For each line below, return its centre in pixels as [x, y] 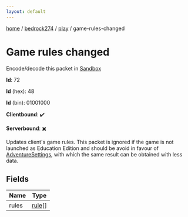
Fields [18, 179]
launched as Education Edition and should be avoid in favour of [83, 148]
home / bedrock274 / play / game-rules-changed [66, 28]
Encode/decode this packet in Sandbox [54, 68]
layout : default [26, 11]
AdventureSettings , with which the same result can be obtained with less [94, 154]
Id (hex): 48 [20, 91]
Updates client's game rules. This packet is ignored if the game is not [90, 142]
